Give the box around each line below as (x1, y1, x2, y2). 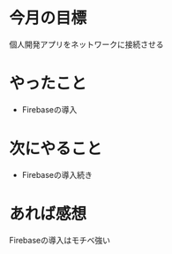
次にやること (9, 139, 103, 159)
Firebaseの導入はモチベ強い (9, 235, 110, 245)
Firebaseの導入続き (21, 169, 93, 180)
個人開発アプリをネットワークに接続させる (9, 39, 164, 50)
